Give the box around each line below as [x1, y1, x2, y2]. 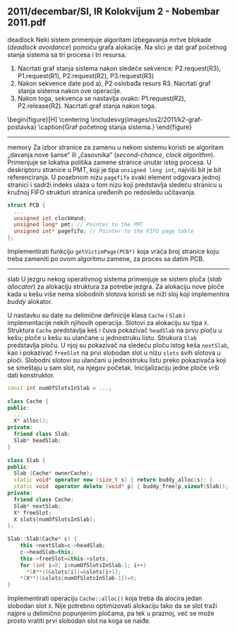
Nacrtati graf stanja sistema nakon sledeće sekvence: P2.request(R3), [17, 63, 221, 73]
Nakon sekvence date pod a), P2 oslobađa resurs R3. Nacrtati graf [17, 79, 211, 87]
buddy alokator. [7, 298, 53, 306]
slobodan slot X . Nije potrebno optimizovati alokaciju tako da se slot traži [7, 602, 217, 610]
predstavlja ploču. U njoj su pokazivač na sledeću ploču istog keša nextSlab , [7, 341, 229, 350]
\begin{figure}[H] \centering [7, 115, 90, 123]
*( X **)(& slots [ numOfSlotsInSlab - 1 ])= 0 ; [20, 575, 138, 582]
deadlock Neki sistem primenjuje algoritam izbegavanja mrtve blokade [7, 35, 212, 44]
